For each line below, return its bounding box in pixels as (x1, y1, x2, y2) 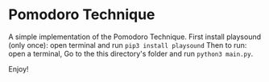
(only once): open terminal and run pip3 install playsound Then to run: (8, 40, 247, 49)
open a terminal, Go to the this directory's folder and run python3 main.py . (8, 49, 254, 58)
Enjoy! (8, 64, 30, 73)
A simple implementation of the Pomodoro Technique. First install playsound (8, 32, 262, 41)
